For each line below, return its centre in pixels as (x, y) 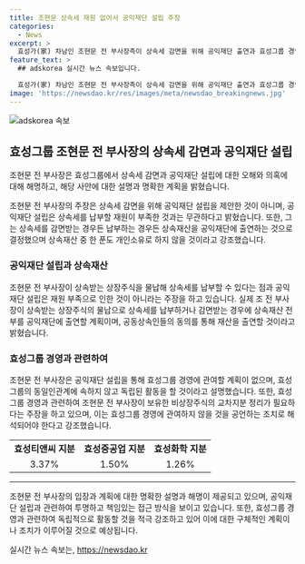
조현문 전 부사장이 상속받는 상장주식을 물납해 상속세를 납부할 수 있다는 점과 (142, 287)
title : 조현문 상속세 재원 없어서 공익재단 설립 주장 (95, 18)
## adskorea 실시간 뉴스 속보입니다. (79, 69)
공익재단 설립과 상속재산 (59, 266)
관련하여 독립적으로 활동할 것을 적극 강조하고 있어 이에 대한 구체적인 (146, 519)
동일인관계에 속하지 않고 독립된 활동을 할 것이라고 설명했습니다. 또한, (154, 391)
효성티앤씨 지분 (44, 449)
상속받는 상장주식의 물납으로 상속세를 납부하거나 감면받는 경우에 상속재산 (155, 310)
